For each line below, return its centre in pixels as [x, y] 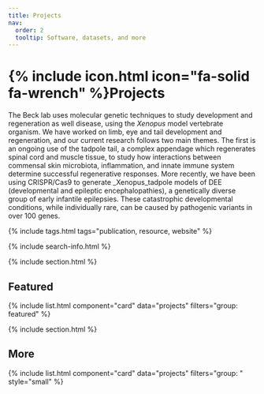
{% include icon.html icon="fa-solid [129, 77]
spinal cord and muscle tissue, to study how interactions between [115, 157]
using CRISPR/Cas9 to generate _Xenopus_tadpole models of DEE [115, 182]
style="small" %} [36, 381]
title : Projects [35, 15]
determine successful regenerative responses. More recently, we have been [132, 174]
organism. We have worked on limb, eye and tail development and [115, 132]
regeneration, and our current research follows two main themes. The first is [132, 141]
